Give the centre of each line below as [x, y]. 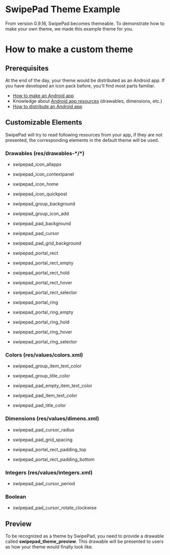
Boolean [16, 496]
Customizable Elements [44, 122]
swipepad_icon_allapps [37, 164]
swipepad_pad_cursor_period [44, 483]
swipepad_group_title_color [41, 376]
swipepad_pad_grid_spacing [42, 440]
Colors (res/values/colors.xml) [44, 355]
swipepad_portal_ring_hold [41, 322]
